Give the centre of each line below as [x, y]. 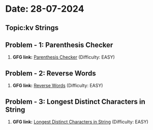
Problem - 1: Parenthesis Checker [59, 45]
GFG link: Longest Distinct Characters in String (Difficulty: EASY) [80, 122]
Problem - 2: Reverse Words [51, 73]
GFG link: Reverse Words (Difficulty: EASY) [58, 86]
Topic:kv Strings [32, 28]
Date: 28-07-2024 [45, 9]
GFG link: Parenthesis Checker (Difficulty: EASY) [64, 57]
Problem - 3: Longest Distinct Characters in [75, 102]
